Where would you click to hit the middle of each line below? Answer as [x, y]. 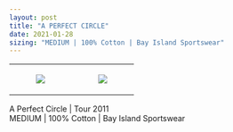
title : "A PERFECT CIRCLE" [59, 26]
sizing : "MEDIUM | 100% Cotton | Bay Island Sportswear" [117, 42]
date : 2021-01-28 [41, 34]
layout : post [33, 17]
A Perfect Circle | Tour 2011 [59, 109]
